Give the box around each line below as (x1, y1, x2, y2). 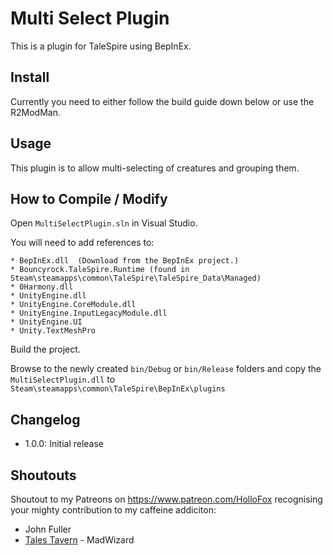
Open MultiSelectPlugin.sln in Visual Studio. (10, 217, 198, 229)
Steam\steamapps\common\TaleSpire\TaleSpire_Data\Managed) (10, 273, 262, 284)
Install (10, 69, 50, 86)
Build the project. (10, 343, 81, 356)
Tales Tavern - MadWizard (24, 534, 135, 546)
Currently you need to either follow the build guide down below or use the (10, 95, 315, 107)
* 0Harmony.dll (10, 282, 74, 292)
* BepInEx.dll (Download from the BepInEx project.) (10, 256, 240, 266)
